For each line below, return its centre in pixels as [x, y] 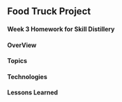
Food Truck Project [49, 11]
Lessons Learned [33, 92]
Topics [17, 61]
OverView [22, 45]
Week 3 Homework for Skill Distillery [61, 29]
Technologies [27, 76]
